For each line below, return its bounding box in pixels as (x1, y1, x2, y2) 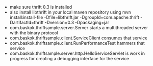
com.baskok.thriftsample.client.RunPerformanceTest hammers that (9, 40, 145, 46)
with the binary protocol (9, 30, 58, 35)
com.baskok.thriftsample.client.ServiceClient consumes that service (9, 35, 148, 41)
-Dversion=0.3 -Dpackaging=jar (45, 19, 109, 25)
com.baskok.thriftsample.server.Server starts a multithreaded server (9, 25, 148, 31)
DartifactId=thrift (9, 19, 44, 25)
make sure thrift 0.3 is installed (9, 4, 72, 10)
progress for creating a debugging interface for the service (9, 56, 129, 61)
